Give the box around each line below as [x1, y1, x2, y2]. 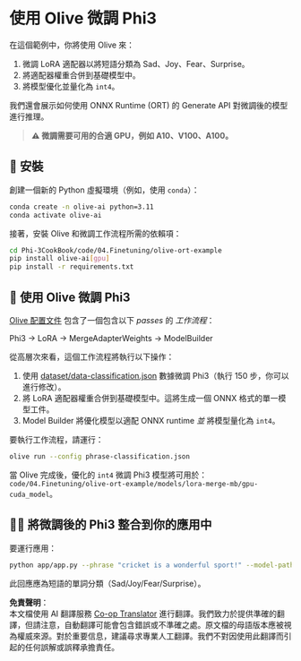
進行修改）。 [21, 382, 66, 392]
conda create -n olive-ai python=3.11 [9, 202, 154, 211]
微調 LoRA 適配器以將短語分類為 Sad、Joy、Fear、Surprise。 [21, 58, 250, 69]
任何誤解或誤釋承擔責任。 [24, 641, 119, 652]
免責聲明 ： [9, 597, 49, 607]
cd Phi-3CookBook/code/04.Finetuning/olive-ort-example [9, 245, 222, 255]
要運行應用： [9, 543, 56, 554]
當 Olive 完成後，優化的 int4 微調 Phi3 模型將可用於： [9, 469, 208, 480]
